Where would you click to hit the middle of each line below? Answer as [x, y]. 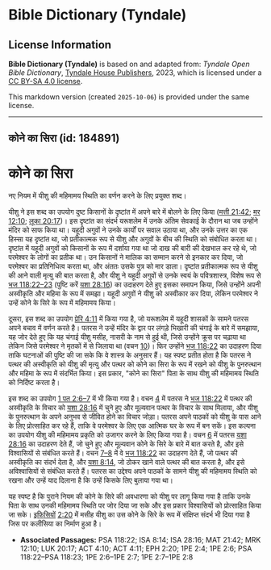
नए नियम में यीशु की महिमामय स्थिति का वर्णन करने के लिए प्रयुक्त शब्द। [98, 196]
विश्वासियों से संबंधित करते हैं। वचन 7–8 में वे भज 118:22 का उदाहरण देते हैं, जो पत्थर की [123, 453]
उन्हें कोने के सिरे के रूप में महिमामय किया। [62, 303]
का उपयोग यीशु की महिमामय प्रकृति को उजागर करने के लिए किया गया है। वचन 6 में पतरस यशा [128, 435]
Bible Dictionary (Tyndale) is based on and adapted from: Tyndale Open [129, 64]
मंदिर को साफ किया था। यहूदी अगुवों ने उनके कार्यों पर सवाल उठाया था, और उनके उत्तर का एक [128, 230]
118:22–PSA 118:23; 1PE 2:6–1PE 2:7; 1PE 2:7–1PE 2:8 [106, 557]
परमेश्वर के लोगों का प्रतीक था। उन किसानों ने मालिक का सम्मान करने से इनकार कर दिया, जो [126, 258]
